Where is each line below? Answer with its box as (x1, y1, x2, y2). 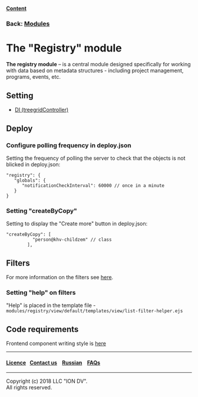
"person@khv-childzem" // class (32, 237, 112, 243)
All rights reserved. (6, 384, 52, 391)
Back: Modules (6, 20, 50, 28)
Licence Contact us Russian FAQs (6, 359, 101, 366)
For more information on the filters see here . (6, 274, 114, 281)
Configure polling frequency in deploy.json (6, 141, 131, 149)
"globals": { (14, 177, 46, 183)
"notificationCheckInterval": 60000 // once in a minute (21, 182, 165, 189)
